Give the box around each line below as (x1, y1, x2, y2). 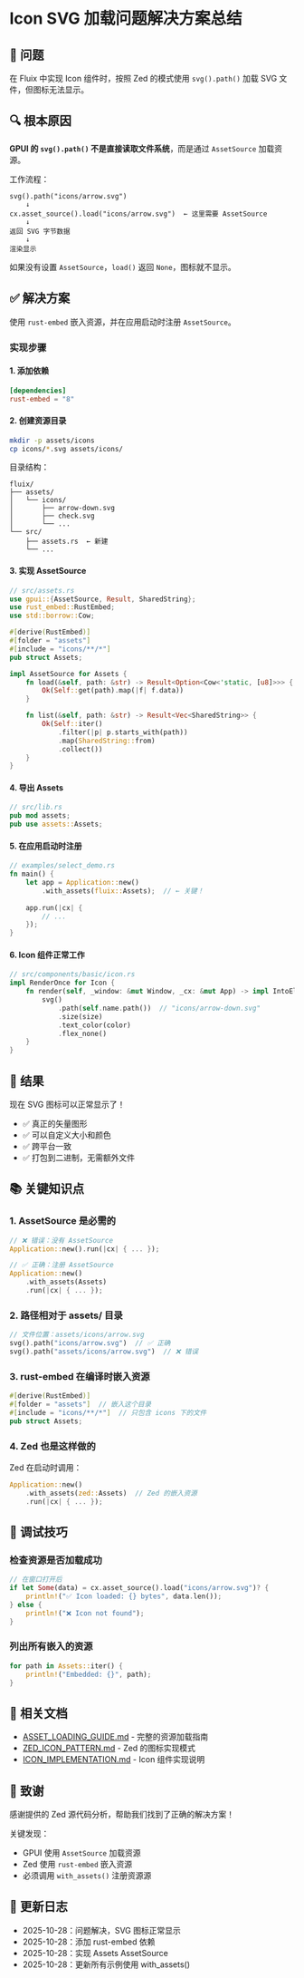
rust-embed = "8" (9, 394, 75, 403)
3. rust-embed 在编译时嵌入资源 (9, 1370, 151, 1382)
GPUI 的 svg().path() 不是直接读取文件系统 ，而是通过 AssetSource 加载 (9, 142, 275, 154)
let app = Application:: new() (25, 878, 140, 887)
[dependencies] (9, 386, 67, 395)
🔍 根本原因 (9, 113, 72, 129)
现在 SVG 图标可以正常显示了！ (9, 1099, 126, 1110)
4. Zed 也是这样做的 (9, 1440, 97, 1452)
